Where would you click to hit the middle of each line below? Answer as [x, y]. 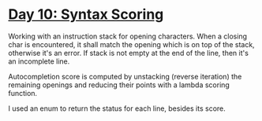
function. [23, 93]
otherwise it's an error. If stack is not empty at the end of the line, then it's [128, 53]
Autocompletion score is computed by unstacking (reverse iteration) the [125, 76]
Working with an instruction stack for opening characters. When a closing [127, 36]
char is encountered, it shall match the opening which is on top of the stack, [131, 44]
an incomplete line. [39, 61]
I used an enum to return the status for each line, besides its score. [117, 108]
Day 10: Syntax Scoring [86, 15]
